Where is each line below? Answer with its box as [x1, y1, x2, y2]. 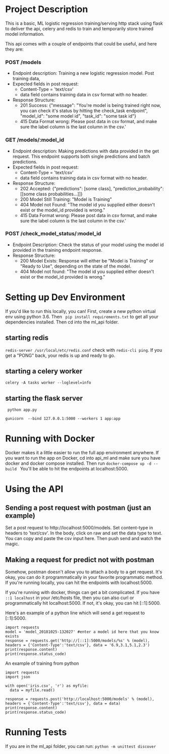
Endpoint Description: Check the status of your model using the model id [12, 241, 164, 248]
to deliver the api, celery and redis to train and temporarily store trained [5, 25, 154, 31]
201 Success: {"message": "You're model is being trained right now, [20, 102, 161, 109]
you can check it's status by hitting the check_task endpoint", [20, 107, 148, 114]
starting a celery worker [5, 367, 83, 375]
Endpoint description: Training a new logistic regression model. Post [12, 70, 154, 76]
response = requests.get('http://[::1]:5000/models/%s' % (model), [5, 638, 150, 643]
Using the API [5, 483, 64, 495]
